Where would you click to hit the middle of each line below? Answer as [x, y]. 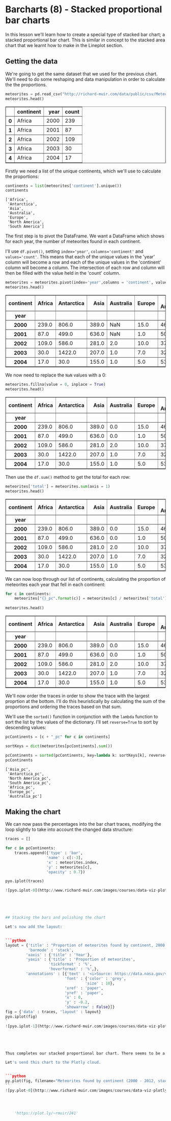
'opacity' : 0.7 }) [66, 872]
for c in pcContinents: [31, 848]
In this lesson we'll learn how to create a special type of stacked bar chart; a [85, 34]
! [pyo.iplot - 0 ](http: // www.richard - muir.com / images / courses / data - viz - [82, 891]
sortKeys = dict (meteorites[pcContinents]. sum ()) [59, 746]
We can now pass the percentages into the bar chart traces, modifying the [83, 824]
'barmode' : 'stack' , [51, 950]
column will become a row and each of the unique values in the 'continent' [83, 262]
